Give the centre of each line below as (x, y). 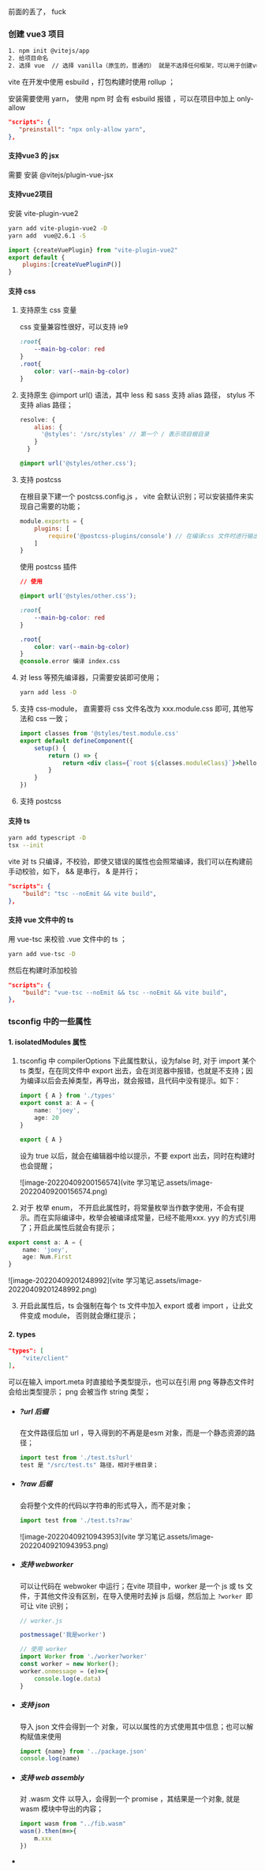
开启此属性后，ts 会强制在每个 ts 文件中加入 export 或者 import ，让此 (133, 1306)
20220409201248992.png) (52, 1289)
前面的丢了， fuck (37, 11)
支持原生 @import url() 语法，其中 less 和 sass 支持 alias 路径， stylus (133, 395)
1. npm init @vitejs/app (49, 51)
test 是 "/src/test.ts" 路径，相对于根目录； (89, 1465)
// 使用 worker (43, 1649)
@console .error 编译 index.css (70, 662)
